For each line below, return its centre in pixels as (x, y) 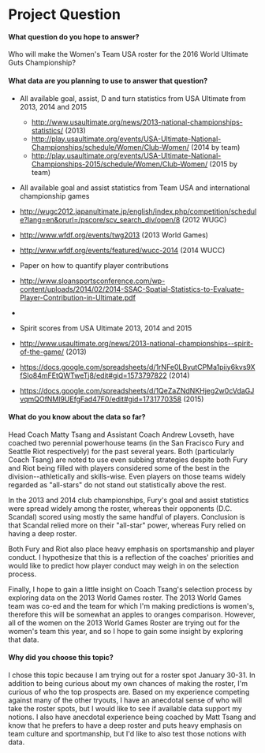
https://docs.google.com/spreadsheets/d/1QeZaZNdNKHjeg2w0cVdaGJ (137, 390)
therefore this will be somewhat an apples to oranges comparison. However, (132, 614)
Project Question (64, 15)
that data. (24, 639)
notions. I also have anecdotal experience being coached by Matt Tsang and (132, 717)
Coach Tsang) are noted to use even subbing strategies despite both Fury (128, 460)
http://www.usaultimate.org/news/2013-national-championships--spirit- (136, 343)
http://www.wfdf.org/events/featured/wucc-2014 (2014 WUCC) (122, 250)
